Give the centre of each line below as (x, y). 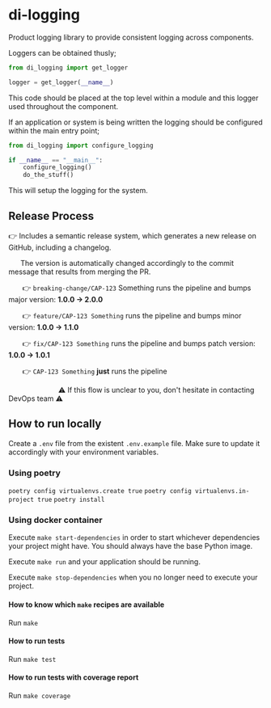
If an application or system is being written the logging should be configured (135, 122)
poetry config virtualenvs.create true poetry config (100, 491)
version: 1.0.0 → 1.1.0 (44, 327)
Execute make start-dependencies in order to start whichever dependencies (134, 537)
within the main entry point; (54, 130)
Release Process (51, 216)
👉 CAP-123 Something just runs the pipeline (95, 371)
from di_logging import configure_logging (81, 145)
